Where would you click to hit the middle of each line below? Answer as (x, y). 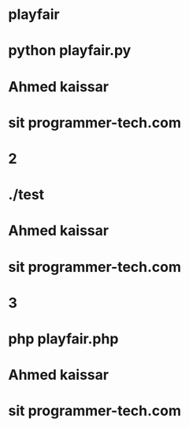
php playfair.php (63, 338)
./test (26, 195)
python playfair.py (70, 51)
